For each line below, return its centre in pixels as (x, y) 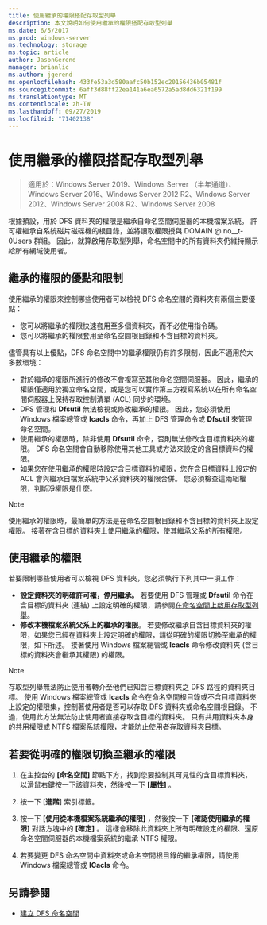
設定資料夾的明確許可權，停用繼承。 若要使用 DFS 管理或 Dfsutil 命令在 (137, 595)
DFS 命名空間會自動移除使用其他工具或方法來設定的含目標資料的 (141, 449)
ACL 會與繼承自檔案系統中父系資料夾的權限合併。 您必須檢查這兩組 (130, 478)
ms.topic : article (39, 52)
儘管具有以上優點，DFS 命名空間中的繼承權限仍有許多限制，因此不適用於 (128, 352)
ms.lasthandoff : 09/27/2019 (55, 112)
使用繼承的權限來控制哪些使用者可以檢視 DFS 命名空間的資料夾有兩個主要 (128, 299)
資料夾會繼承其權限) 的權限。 (81, 655)
